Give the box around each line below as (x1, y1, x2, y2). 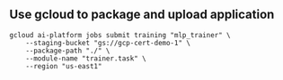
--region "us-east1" (25, 61, 102, 70)
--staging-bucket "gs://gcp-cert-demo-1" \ (25, 38, 191, 47)
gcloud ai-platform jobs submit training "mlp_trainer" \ (9, 30, 231, 39)
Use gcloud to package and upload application (9, 7, 275, 22)
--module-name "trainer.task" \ (25, 53, 146, 63)
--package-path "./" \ (25, 46, 111, 55)
